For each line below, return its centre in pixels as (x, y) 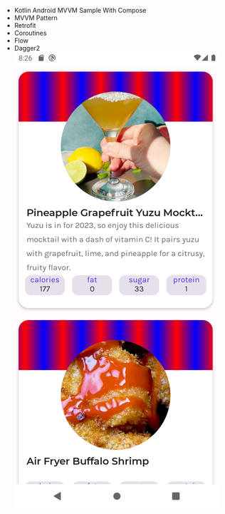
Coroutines (30, 33)
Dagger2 (27, 48)
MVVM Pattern (36, 18)
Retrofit (25, 25)
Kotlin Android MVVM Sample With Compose (80, 10)
